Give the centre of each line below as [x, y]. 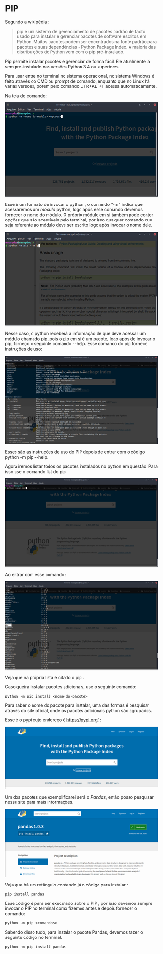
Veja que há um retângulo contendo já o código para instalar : [67, 885]
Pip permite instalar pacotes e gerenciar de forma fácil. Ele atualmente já [78, 61]
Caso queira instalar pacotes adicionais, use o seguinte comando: [71, 687]
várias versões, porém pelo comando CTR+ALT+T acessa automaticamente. [81, 86]
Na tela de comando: [26, 96]
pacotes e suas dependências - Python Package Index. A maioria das [86, 47]
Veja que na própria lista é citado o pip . [45, 677]
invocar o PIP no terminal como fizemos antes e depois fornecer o [71, 908]
